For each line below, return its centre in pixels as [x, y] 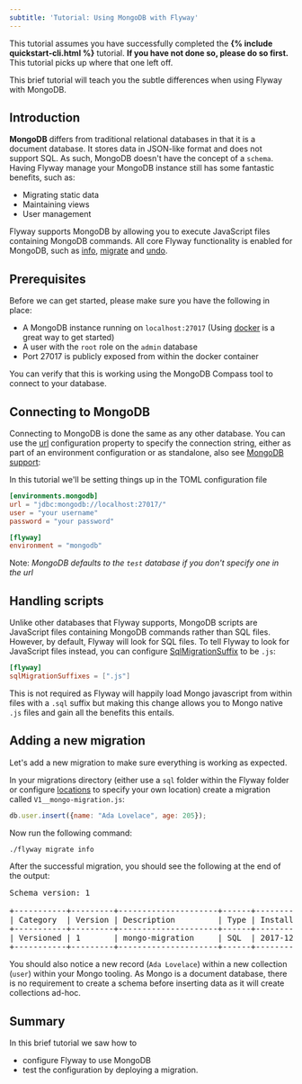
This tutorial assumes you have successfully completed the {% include [141, 43]
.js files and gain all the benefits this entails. [92, 712]
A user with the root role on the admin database [110, 347]
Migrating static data [61, 195]
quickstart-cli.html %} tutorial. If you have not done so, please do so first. [149, 53]
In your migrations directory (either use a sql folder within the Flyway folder [149, 780]
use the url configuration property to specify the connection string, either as [151, 443]
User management [57, 214]
